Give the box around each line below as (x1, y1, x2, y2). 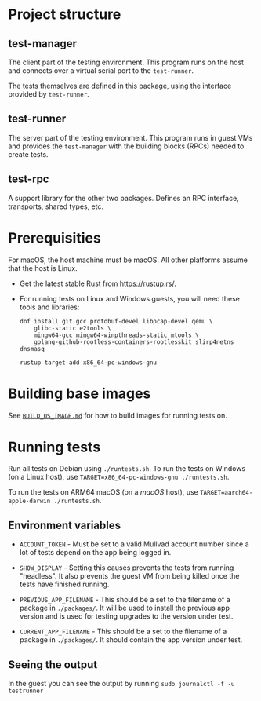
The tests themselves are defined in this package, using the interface (8, 81, 232, 90)
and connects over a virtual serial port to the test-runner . (8, 66, 194, 75)
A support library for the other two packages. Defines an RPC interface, (8, 193, 239, 203)
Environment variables (8, 518, 121, 531)
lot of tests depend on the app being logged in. (19, 548, 172, 557)
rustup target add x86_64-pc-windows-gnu (19, 359, 157, 367)
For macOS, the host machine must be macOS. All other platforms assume (8, 255, 248, 265)
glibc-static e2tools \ (34, 324, 111, 332)
